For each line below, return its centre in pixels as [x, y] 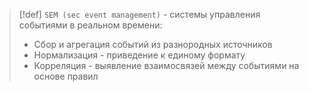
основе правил [66, 76]
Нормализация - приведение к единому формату [139, 55]
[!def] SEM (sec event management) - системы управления [139, 14]
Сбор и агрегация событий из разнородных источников [153, 44]
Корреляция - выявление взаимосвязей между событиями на [166, 65]
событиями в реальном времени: [90, 25]
